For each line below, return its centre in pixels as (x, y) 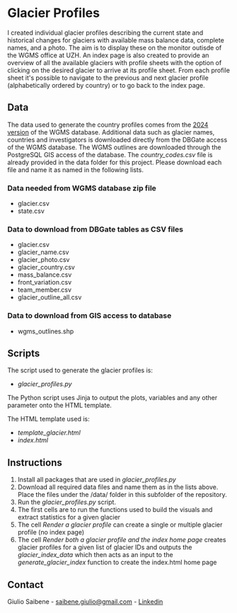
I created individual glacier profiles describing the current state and (105, 33)
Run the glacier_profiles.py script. (67, 502)
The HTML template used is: (48, 419)
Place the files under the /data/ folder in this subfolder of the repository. (122, 495)
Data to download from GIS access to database (89, 316)
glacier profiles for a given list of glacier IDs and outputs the (105, 547)
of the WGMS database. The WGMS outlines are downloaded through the (114, 147)
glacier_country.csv (46, 268)
